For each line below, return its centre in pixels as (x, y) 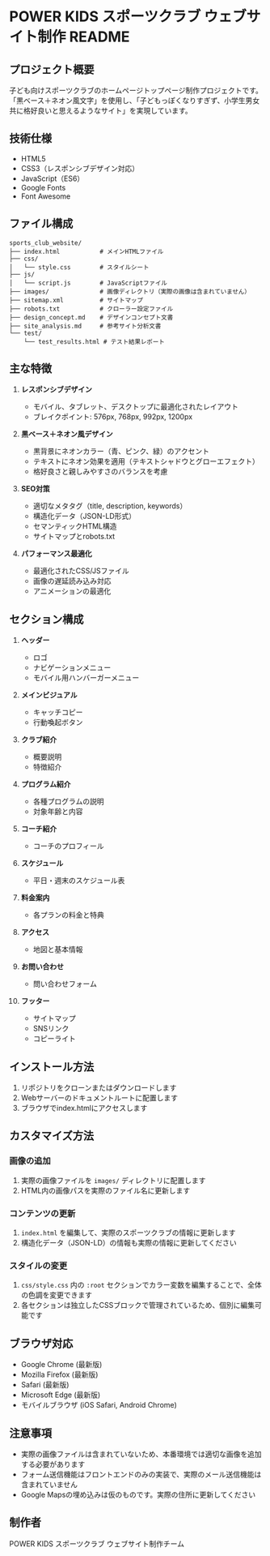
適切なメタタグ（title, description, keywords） (110, 506)
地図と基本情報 (58, 949)
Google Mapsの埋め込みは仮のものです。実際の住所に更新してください (138, 1494)
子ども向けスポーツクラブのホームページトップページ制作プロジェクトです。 (136, 90)
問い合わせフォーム (65, 984)
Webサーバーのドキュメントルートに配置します (99, 1098)
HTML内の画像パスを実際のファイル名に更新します (105, 1190)
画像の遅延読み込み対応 (72, 581)
